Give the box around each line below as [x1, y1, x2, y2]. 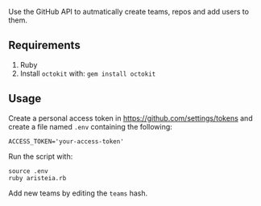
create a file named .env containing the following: [8, 122, 173, 131]
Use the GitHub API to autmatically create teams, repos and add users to [8, 7, 250, 16]
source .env [8, 167, 48, 175]
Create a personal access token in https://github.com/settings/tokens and [8, 113, 253, 123]
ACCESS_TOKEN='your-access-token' [8, 137, 125, 146]
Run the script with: [8, 151, 73, 161]
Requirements [8, 39, 81, 52]
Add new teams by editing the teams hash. [8, 188, 148, 198]
